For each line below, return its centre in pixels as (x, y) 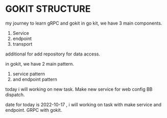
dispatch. (15, 94)
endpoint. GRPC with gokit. (34, 110)
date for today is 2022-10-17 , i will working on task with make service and (83, 104)
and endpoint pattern (35, 79)
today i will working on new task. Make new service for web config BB (79, 89)
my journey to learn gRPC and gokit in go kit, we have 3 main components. (84, 23)
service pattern (29, 74)
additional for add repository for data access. (53, 54)
